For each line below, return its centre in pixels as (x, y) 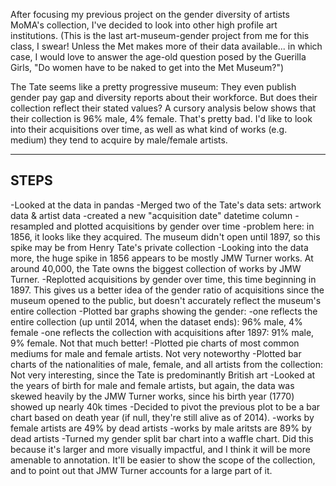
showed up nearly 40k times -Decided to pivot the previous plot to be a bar (165, 406)
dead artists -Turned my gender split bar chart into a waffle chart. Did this (162, 438)
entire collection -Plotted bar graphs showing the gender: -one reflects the (164, 311)
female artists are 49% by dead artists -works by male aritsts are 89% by (161, 428)
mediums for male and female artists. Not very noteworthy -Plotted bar (156, 353)
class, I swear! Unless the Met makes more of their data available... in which (166, 46)
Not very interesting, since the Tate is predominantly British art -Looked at (163, 375)
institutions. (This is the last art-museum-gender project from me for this (160, 35)
